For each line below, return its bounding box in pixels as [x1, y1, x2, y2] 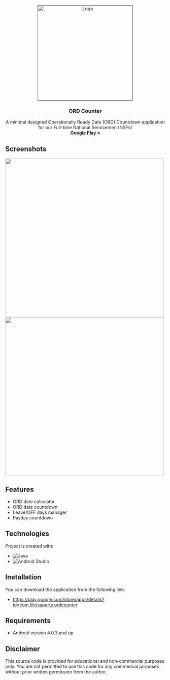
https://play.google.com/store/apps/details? [12, 596, 105, 602]
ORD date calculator [12, 498, 55, 505]
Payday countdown [12, 514, 53, 520]
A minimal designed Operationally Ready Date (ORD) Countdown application [6, 119, 165, 125]
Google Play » [70, 130, 100, 136]
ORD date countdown [12, 504, 58, 510]
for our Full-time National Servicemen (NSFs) [38, 125, 133, 131]
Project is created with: [5, 543, 54, 549]
